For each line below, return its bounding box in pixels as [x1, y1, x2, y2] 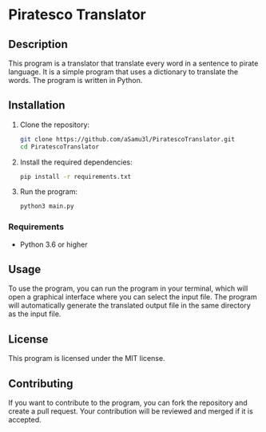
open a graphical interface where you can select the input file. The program [8, 292, 257, 302]
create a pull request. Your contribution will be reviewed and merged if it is [8, 406, 253, 416]
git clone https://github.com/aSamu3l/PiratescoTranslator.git [19, 135, 236, 143]
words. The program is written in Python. [8, 76, 143, 85]
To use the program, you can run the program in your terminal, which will [8, 283, 248, 293]
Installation [8, 98, 66, 113]
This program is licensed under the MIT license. [8, 354, 165, 363]
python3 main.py [19, 202, 74, 211]
